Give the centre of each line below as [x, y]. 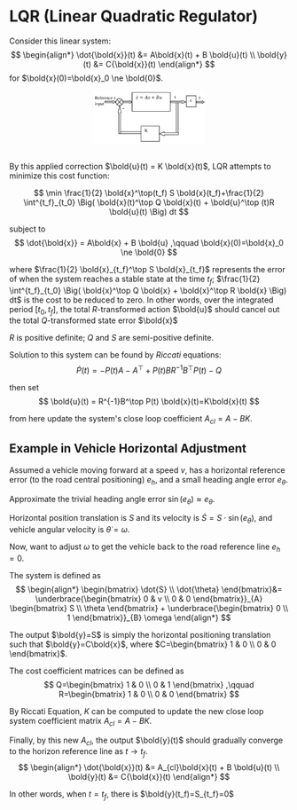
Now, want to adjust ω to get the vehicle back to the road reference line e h [145, 547]
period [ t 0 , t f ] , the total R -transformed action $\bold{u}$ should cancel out [145, 310]
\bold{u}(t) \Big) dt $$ [149, 211]
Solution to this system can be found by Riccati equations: [115, 355]
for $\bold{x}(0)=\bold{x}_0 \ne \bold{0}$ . [86, 78]
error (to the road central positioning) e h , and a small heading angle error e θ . [148, 480]
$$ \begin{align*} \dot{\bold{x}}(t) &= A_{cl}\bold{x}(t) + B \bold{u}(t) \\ [149, 767]
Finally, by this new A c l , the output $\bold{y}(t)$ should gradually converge [146, 741]
